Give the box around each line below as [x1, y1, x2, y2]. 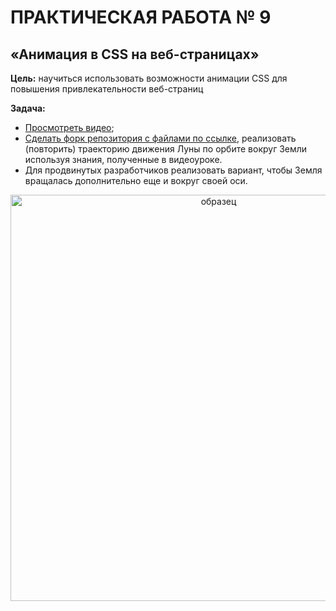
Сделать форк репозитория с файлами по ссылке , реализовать [24, 132, 297, 144]
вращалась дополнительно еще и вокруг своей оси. [24, 175, 248, 186]
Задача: [10, 102, 46, 114]
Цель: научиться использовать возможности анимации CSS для [10, 72, 288, 84]
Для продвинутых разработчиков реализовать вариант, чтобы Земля [24, 164, 323, 176]
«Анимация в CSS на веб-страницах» [10, 46, 260, 63]
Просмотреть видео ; [24, 122, 115, 133]
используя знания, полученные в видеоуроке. [24, 154, 223, 165]
